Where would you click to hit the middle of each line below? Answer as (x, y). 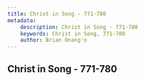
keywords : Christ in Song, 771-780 (73, 34)
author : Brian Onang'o (54, 40)
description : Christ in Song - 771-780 (79, 27)
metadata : (22, 20)
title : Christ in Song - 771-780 (57, 14)
